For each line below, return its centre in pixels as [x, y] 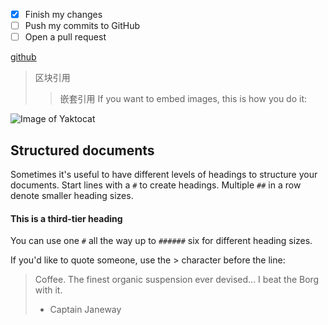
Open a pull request [65, 37]
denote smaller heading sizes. [72, 195]
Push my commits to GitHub [82, 26]
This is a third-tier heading [66, 218]
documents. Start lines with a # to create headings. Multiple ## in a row [156, 185]
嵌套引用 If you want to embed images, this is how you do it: [183, 99]
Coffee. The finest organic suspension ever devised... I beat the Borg [177, 280]
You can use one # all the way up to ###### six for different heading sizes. [161, 241]
